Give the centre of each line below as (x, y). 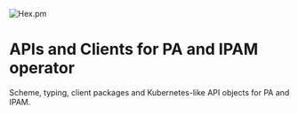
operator (42, 68)
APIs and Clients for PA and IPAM (134, 49)
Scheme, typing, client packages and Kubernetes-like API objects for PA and (149, 92)
